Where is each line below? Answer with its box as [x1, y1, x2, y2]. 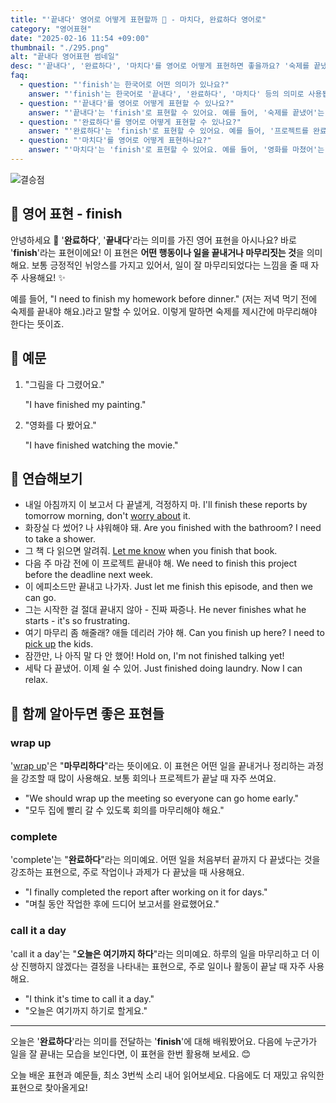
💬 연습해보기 [10, 470, 83, 487]
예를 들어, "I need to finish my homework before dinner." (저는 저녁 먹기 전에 [10, 292, 318, 305]
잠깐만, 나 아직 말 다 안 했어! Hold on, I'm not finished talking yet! [24, 650, 285, 662]
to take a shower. [24, 533, 96, 545]
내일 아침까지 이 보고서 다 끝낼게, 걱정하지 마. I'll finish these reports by [24, 499, 308, 511]
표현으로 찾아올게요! [10, 1081, 88, 1093]
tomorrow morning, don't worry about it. [24, 510, 191, 522]
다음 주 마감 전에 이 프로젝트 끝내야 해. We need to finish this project [24, 557, 298, 570]
